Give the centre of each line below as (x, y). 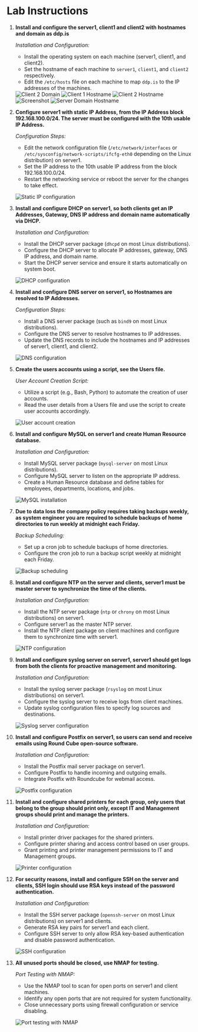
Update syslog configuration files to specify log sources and (97, 708)
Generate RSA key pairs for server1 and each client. (87, 927)
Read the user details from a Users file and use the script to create (105, 404)
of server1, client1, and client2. (61, 346)
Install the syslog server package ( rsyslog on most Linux (93, 689)
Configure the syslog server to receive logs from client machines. (103, 701)
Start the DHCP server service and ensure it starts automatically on (105, 262)
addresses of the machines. (58, 88)
